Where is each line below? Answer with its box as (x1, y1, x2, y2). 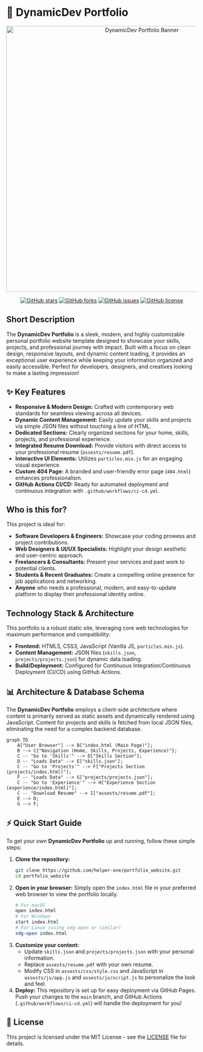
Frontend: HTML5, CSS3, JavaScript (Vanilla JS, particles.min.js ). (15, 642, 185, 650)
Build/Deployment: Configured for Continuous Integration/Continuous (15, 662, 191, 669)
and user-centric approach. (15, 552, 84, 559)
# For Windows (15, 913, 51, 920)
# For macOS (15, 902, 45, 908)
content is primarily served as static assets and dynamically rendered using (6, 712, 195, 720)
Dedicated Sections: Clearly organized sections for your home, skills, (15, 428, 190, 436)
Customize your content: (15, 941, 80, 949)
